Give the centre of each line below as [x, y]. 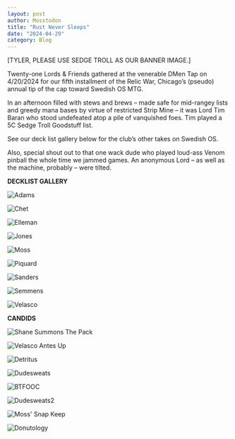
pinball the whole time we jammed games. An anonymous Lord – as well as [116, 160]
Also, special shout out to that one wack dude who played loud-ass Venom [116, 153]
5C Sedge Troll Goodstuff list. [50, 125]
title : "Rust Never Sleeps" [49, 27]
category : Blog [30, 40]
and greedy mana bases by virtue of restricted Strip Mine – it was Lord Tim [116, 110]
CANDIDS [22, 318]
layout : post [26, 14]
